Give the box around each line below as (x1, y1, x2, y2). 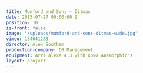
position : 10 (6, 19, 38, 25)
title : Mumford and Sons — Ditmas (6, 8, 91, 15)
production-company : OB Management (6, 47, 94, 53)
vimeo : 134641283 (6, 36, 49, 42)
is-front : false (6, 25, 46, 31)
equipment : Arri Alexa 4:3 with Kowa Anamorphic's (6, 52, 133, 58)
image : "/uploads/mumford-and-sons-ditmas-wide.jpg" (6, 31, 138, 36)
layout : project (6, 58, 46, 64)
